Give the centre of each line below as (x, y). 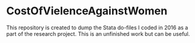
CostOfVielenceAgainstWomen (87, 11)
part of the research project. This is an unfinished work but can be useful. (98, 33)
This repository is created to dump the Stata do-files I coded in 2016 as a (97, 27)
